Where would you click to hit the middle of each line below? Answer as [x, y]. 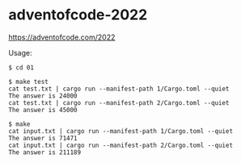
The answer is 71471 [43, 138]
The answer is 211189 [45, 152]
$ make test [28, 81]
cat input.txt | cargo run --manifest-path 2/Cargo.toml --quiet [120, 145]
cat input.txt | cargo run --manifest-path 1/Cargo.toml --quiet [120, 131]
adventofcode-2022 [78, 15]
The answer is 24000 [43, 96]
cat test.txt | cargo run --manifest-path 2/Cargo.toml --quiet [119, 102]
